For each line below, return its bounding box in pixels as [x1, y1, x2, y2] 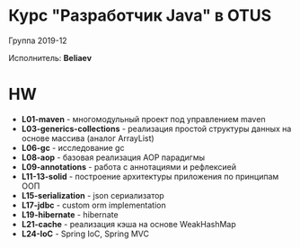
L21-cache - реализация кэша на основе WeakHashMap [21, 218, 237, 229]
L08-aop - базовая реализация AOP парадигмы [21, 152, 206, 163]
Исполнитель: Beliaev [8, 52, 92, 63]
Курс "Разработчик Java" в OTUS [8, 5, 271, 26]
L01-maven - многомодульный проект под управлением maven [21, 113, 266, 124]
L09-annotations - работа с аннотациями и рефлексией [21, 161, 237, 172]
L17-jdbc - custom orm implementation [21, 199, 167, 210]
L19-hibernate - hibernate [21, 208, 119, 220]
